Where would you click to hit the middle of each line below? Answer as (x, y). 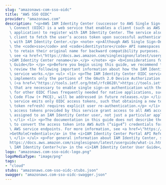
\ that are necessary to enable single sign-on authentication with (82, 88)
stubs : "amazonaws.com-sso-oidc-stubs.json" (52, 170)
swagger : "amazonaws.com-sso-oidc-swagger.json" (56, 175)
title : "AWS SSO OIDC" (28, 14)
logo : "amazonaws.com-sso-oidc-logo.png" (48, 152)
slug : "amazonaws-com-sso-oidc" (38, 10)
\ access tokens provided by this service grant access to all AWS (81, 111)
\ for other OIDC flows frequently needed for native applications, (82, 92)
